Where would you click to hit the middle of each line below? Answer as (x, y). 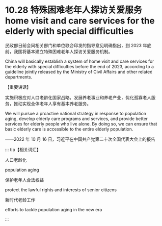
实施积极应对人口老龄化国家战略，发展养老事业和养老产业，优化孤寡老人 (78, 97)
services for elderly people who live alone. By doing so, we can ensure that (81, 124)
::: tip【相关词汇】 (23, 150)
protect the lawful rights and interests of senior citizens (61, 190)
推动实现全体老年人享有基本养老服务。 (52, 103)
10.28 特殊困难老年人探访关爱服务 (74, 10)
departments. (19, 77)
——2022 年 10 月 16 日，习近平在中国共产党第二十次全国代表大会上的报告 (80, 139)
